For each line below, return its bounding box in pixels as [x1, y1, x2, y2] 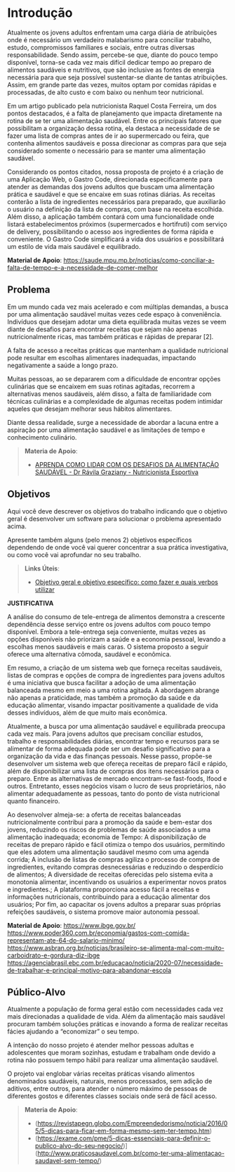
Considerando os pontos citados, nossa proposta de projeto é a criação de [7, 167, 224, 176]
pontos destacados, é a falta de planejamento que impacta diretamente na [7, 109, 222, 117]
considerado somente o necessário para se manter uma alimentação [7, 146, 206, 155]
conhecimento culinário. [7, 433, 77, 441]
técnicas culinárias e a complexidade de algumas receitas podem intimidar [7, 397, 223, 405]
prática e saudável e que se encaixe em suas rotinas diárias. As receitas [7, 190, 215, 198]
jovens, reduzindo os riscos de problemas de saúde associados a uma [7, 825, 210, 834]
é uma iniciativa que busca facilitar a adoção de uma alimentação [7, 678, 196, 687]
